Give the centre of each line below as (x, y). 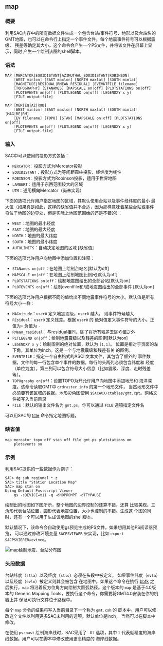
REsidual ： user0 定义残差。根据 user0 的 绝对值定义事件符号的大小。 (81, 320)
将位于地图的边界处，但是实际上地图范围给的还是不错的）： (64, 213)
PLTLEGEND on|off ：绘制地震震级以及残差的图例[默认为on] (70, 338)
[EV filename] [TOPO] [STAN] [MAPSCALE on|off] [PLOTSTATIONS (78, 118)
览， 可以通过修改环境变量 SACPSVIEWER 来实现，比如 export (64, 533)
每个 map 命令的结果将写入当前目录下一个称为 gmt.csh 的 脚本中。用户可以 (79, 610)
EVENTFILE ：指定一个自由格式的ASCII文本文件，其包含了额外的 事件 (79, 356)
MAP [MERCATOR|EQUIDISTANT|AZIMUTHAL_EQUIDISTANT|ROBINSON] (67, 75)
